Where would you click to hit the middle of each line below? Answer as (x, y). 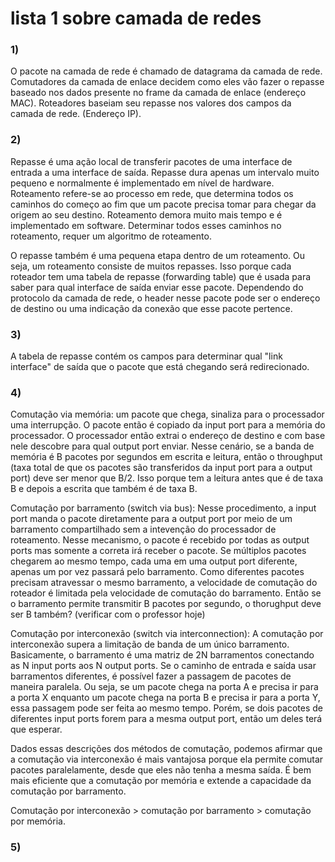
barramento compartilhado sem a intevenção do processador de (143, 529)
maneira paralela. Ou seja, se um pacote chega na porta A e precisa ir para (164, 687)
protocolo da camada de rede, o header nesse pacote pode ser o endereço (165, 298)
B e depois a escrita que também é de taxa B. (104, 489)
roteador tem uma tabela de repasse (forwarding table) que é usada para (161, 276)
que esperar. (36, 729)
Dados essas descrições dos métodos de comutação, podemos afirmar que (166, 749)
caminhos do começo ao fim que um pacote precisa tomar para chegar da (163, 204)
